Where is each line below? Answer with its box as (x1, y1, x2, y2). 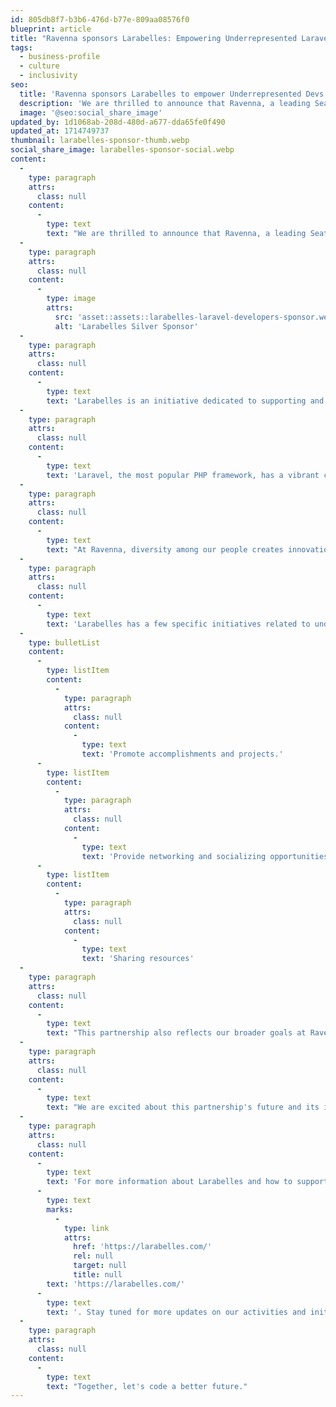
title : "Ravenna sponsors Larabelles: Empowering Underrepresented (10, 33, 298, 43)
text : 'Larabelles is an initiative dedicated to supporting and (46, 396, 325, 406)
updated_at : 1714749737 (10, 126, 110, 136)
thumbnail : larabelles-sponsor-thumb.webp (10, 136, 190, 146)
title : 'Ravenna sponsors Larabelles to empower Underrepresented (19, 89, 302, 99)
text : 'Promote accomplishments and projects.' (81, 749, 284, 759)
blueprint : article (10, 24, 92, 34)
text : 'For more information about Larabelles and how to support (46, 1177, 329, 1187)
